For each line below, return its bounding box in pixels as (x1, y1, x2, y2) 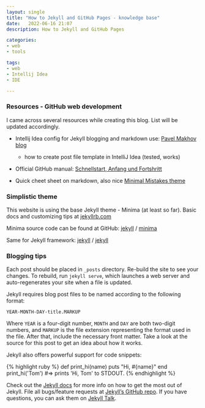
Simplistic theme (6, 192, 58, 201)
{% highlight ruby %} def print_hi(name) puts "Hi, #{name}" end (6, 363, 168, 371)
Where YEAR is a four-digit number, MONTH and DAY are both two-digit (6, 320, 176, 327)
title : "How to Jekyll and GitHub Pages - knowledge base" (6, 15, 160, 21)
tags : (6, 60, 20, 66)
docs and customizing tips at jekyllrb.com (6, 212, 111, 220)
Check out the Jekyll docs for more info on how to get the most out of (6, 382, 182, 389)
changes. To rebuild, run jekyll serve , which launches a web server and (6, 272, 190, 280)
